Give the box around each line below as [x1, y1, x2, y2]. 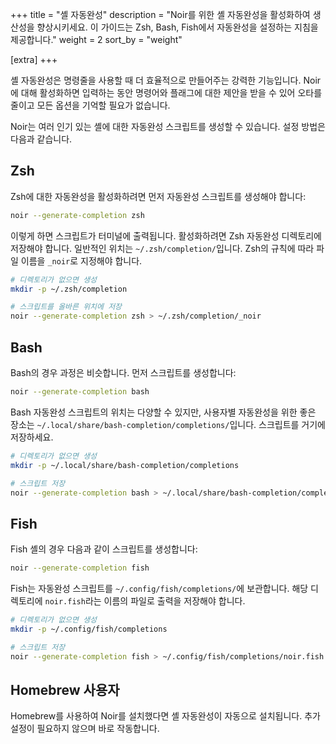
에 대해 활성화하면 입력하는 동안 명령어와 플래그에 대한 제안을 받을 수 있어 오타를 [10, 87, 323, 98]
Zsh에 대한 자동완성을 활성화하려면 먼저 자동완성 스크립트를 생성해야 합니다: [10, 190, 307, 202]
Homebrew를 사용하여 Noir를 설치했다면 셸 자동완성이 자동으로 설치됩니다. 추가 [10, 710, 321, 722]
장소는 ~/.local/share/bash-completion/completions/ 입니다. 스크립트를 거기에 [10, 418, 326, 430]
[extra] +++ [10, 54, 58, 65]
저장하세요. [10, 431, 54, 443]
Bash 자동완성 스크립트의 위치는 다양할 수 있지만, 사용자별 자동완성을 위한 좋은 [10, 406, 317, 418]
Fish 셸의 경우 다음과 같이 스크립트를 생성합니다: [10, 543, 198, 555]
